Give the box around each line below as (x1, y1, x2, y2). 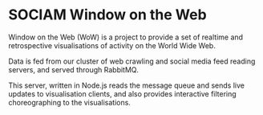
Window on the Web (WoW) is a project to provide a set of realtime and (8, 32, 243, 42)
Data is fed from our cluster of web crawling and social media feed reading (8, 56, 256, 66)
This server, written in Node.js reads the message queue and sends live (8, 80, 245, 90)
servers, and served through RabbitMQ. (8, 64, 139, 74)
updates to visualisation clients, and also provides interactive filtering (8, 88, 237, 98)
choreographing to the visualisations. (8, 97, 131, 107)
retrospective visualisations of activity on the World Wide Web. (8, 40, 216, 50)
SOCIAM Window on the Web (8, 6, 207, 24)
